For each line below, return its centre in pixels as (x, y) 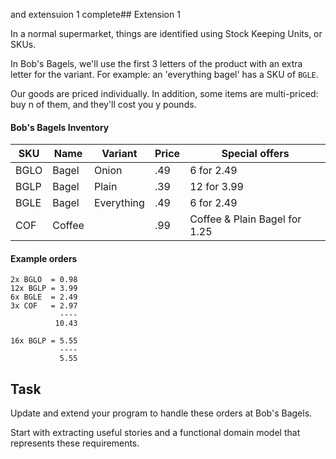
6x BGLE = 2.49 (44, 297)
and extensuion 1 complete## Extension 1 (95, 14)
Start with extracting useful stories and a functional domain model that (155, 433)
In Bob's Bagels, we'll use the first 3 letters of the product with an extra (156, 63)
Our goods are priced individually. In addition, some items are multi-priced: (164, 93)
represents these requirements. (75, 443)
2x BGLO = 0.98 (44, 280)
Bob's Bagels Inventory (60, 127)
